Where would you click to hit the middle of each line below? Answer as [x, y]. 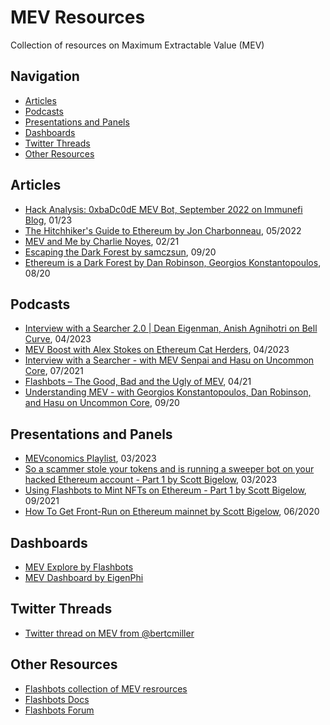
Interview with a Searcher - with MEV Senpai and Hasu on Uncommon [169, 360]
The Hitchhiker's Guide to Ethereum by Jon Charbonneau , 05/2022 [163, 230]
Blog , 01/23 [48, 220]
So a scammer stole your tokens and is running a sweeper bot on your [169, 469]
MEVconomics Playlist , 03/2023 [90, 458]
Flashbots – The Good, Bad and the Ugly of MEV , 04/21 [138, 382]
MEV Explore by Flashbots [79, 567]
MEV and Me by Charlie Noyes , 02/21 [102, 241]
